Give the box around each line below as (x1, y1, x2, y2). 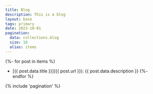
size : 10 (9, 40, 28, 45)
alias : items (9, 44, 37, 49)
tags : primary (5, 21, 35, 26)
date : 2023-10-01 (5, 26, 41, 31)
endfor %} (12, 73, 34, 79)
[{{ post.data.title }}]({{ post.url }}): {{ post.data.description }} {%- (12, 68, 148, 74)
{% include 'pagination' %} (5, 83, 61, 89)
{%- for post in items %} (5, 58, 56, 64)
